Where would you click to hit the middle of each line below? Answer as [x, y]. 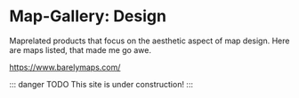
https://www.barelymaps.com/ [65, 67]
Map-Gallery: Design [88, 16]
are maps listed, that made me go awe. [80, 49]
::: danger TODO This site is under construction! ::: [101, 84]
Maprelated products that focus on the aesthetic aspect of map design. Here [149, 41]
